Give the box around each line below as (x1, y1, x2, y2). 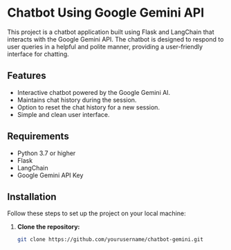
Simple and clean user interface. (17, 110, 110, 118)
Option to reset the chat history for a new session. (17, 102, 160, 111)
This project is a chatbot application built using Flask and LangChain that (7, 28, 214, 36)
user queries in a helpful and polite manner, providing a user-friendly (7, 42, 203, 51)
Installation (7, 190, 57, 202)
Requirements (7, 130, 69, 143)
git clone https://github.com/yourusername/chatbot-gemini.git (17, 236, 204, 243)
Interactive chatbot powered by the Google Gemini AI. (17, 88, 171, 96)
